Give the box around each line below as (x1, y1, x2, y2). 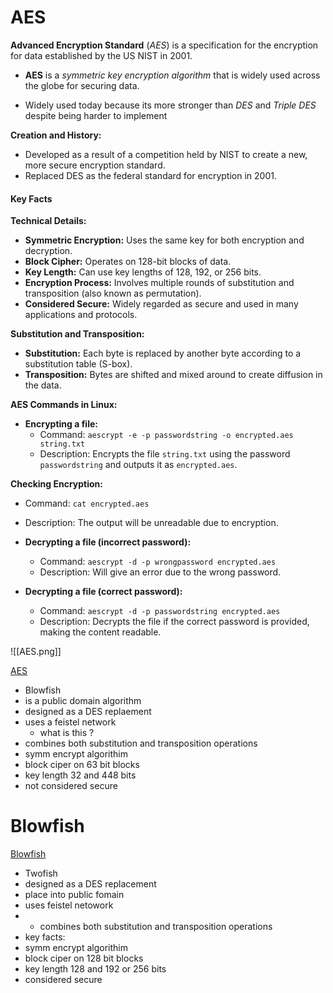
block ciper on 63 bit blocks (24, 759, 140, 771)
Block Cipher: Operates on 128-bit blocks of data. (24, 256, 232, 268)
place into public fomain (24, 889, 125, 901)
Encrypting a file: (24, 418, 98, 430)
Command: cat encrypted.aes (24, 497, 150, 510)
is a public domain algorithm (24, 695, 142, 707)
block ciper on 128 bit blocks (24, 952, 144, 965)
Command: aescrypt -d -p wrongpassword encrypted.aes (39, 556, 277, 568)
